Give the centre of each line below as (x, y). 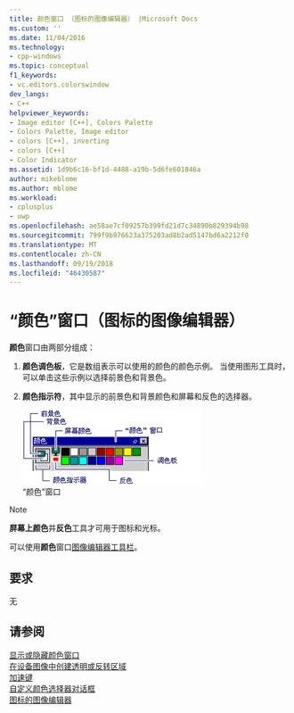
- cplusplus (31, 207)
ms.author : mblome (43, 188)
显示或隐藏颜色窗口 (45, 655)
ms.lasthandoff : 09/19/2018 (61, 263)
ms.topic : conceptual (49, 66)
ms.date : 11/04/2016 (48, 37)
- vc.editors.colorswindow (59, 85)
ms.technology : (37, 47)
